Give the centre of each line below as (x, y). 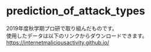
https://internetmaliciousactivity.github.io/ (58, 42)
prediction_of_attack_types (76, 11)
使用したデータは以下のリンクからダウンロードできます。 (77, 36)
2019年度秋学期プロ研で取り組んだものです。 (62, 28)
